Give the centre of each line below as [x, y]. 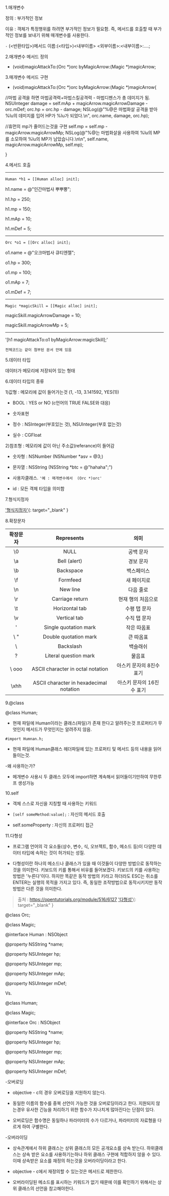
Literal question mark [70, 656]
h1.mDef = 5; [18, 228]
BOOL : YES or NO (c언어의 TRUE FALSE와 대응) [61, 403]
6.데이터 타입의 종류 [25, 381]
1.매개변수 [15, 7]
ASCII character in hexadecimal [70, 683]
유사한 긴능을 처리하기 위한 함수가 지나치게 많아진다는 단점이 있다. [90, 1109]
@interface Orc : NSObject [33, 1022]
